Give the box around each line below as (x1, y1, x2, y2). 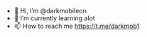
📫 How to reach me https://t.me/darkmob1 (13, 22, 140, 30)
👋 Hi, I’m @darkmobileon (13, 7, 87, 15)
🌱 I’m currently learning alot (13, 14, 96, 22)
